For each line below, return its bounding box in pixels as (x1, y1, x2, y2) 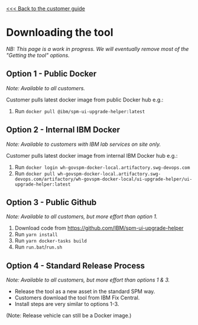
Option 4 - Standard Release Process (6, 260, 145, 270)
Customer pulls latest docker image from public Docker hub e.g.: (6, 96, 164, 103)
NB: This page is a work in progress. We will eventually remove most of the (6, 45, 189, 52)
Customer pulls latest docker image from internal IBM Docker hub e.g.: (6, 152, 178, 159)
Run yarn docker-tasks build (14, 237, 87, 244)
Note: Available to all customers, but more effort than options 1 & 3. (6, 276, 170, 283)
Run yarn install (14, 231, 58, 238)
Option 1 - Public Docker (6, 69, 97, 79)
